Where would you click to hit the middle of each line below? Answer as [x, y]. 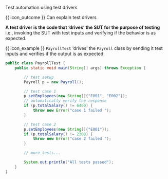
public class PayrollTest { [35, 63]
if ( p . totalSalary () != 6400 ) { [59, 106]
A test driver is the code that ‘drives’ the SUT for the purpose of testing [83, 27]
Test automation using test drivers [41, 7]
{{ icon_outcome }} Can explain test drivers [51, 17]
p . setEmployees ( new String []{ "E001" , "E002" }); [76, 96]
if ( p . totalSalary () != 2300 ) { [59, 134]
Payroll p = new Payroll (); [54, 82]
